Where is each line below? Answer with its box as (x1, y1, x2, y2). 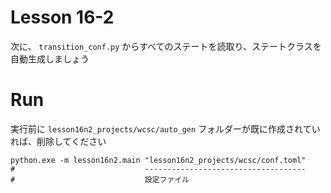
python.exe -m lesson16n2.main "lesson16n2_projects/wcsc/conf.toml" (10, 155, 307, 165)
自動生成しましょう (10, 52, 90, 65)
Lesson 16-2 (10, 6, 115, 29)
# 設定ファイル (10, 174, 190, 185)
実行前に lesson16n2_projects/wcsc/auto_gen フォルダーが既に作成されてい (10, 122, 321, 135)
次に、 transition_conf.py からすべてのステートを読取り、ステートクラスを (10, 40, 322, 52)
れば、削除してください (10, 135, 107, 147)
